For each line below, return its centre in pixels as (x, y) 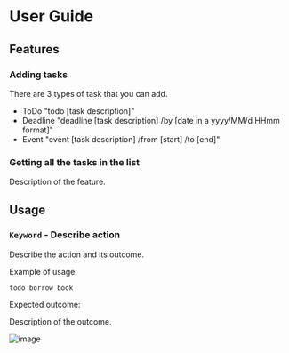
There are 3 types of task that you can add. (88, 93)
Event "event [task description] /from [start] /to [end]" (121, 139)
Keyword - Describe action (65, 235)
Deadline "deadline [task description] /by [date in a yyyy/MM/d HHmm (151, 120)
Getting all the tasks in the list (75, 162)
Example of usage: (44, 271)
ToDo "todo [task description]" (78, 111)
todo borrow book (41, 288)
